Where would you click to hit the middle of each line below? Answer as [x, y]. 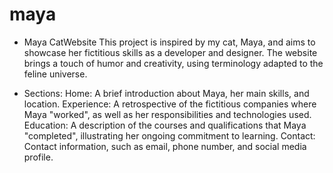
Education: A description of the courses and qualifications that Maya [165, 125]
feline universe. [55, 74]
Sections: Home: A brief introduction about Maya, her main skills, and [166, 93]
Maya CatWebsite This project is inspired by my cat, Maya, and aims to [169, 42]
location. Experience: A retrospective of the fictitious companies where [170, 104]
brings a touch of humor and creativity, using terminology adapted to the [173, 63]
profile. [38, 157]
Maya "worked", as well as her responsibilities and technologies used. [167, 114]
